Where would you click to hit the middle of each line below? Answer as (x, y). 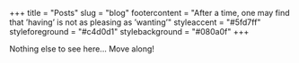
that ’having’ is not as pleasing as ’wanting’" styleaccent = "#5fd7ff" (135, 22)
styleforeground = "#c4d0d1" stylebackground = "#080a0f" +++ (129, 31)
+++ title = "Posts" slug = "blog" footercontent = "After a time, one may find (149, 13)
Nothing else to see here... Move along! (82, 49)
